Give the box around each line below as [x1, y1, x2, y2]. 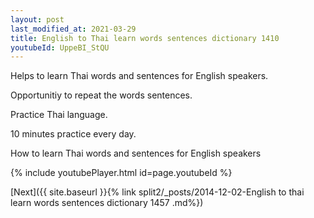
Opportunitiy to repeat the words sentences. [10, 89, 193, 101]
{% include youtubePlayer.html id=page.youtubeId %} [10, 167, 233, 179]
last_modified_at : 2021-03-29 [10, 24, 137, 34]
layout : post [10, 14, 65, 25]
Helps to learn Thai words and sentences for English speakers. [10, 70, 269, 82]
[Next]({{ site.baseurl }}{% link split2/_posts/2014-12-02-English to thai [10, 186, 305, 198]
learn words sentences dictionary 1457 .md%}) [10, 197, 204, 209]
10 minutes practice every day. [10, 128, 137, 140]
